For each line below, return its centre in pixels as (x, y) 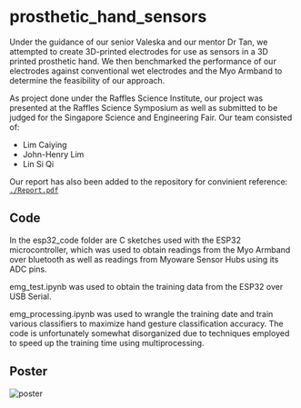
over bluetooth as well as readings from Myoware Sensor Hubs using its (144, 259)
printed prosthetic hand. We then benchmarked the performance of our (143, 61)
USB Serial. (30, 296)
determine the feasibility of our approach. (87, 80)
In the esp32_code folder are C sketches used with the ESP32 (125, 240)
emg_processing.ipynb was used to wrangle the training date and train (141, 313)
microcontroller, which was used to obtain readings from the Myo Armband (150, 249)
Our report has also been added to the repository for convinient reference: (149, 181)
